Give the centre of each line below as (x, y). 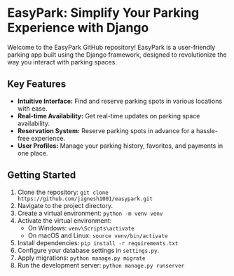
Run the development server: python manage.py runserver (101, 265)
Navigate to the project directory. (65, 205)
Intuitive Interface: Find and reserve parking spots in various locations (120, 101)
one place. (33, 153)
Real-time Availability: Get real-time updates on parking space (109, 116)
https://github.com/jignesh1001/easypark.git (85, 199)
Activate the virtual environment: (64, 220)
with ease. (32, 108)
